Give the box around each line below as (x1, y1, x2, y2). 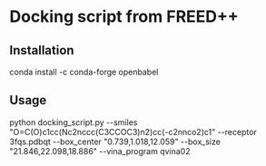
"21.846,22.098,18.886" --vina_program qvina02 (9, 145, 191, 156)
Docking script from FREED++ (9, 6, 239, 27)
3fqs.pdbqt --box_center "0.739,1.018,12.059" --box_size (9, 136, 221, 147)
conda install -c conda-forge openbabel (9, 66, 159, 77)
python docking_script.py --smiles (9, 116, 138, 128)
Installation (9, 43, 74, 58)
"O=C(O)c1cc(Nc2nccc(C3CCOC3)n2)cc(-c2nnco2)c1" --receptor (9, 126, 257, 137)
